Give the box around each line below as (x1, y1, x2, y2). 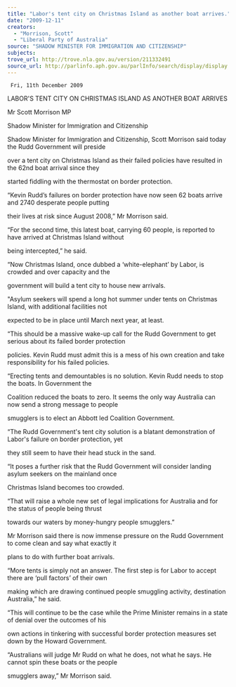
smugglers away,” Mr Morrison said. (7, 672, 112, 680)
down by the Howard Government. (7, 636, 107, 645)
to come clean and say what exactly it (7, 539, 117, 547)
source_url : (7, 63, 42, 70)
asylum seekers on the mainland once (7, 469, 117, 478)
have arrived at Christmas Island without (7, 233, 124, 241)
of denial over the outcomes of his (7, 615, 107, 624)
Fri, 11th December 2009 (10, 81, 83, 89)
